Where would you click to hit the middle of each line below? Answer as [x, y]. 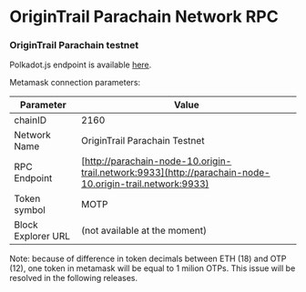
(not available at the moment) [144, 231]
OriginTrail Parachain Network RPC [144, 17]
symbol [30, 210]
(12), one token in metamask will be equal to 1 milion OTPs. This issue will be [153, 268]
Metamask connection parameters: [75, 83]
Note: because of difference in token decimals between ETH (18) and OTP [148, 259]
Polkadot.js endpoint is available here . [81, 65]
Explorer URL [42, 237]
